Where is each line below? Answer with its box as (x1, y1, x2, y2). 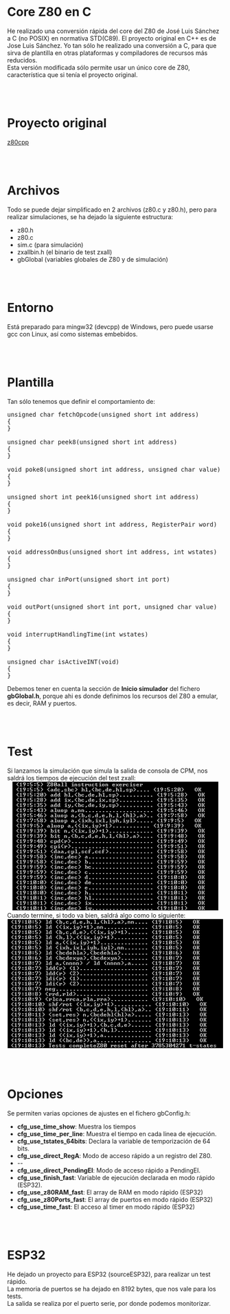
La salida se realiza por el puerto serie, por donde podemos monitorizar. (7, 1299, 211, 1307)
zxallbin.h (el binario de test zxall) (16, 248, 113, 256)
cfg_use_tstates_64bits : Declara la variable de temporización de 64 (16, 1137, 211, 1145)
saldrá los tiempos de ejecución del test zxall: (7, 773, 136, 782)
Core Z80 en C (7, 4, 91, 20)
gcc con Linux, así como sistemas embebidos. (7, 330, 138, 338)
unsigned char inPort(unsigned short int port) (7, 575, 170, 583)
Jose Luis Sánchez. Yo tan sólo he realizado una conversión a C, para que (7, 41, 217, 49)
